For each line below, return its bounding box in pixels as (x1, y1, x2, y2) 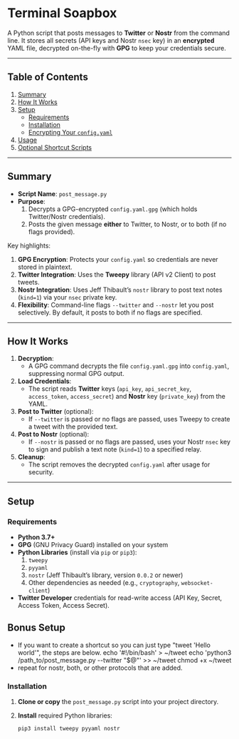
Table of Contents (7, 71, 89, 83)
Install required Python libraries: (17, 711, 112, 720)
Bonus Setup (7, 622, 65, 634)
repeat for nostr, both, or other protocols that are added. (17, 663, 183, 672)
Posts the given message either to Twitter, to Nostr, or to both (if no (28, 220, 227, 228)
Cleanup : (17, 453, 46, 462)
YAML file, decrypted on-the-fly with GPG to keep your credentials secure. (7, 44, 226, 52)
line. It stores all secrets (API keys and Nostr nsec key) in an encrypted (7, 36, 215, 44)
